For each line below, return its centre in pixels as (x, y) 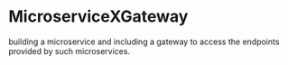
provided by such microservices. (70, 51)
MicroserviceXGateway (98, 17)
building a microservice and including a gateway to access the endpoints (144, 42)
